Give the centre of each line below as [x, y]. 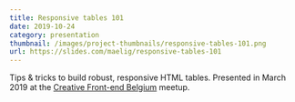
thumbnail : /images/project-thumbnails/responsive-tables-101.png [138, 43]
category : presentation [55, 35]
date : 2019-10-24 [42, 26]
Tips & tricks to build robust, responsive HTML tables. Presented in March [148, 77]
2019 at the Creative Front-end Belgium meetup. [100, 87]
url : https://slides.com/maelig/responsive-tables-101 [116, 52]
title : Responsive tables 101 [67, 18]
